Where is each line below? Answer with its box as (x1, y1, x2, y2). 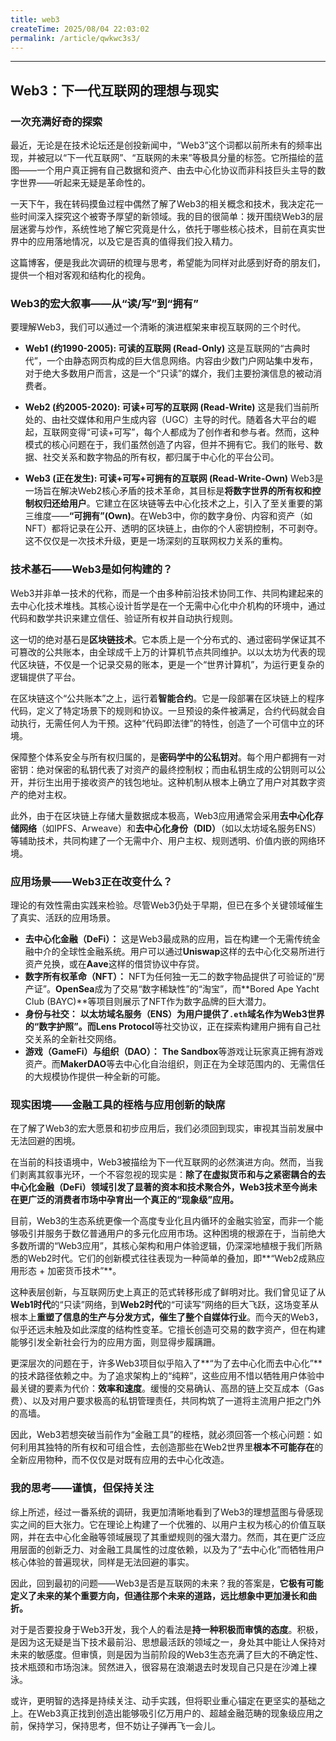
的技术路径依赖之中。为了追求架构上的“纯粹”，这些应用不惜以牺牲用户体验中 (10, 1370, 325, 1382)
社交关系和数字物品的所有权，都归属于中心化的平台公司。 (42, 451, 280, 463)
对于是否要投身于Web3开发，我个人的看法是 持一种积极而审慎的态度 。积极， (10, 1623, 324, 1635)
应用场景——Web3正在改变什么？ (10, 874, 173, 888)
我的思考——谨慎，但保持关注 (10, 1481, 155, 1495)
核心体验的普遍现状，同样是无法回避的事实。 (10, 1556, 195, 1568)
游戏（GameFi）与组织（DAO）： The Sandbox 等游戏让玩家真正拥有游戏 (24, 1045, 324, 1057)
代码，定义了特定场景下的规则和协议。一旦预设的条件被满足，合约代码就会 (10, 704, 317, 716)
